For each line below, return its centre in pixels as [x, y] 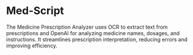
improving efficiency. [32, 46]
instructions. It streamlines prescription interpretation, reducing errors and [97, 39]
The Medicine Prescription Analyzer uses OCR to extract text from [87, 27]
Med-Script [35, 11]
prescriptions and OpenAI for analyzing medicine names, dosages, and [93, 33]
